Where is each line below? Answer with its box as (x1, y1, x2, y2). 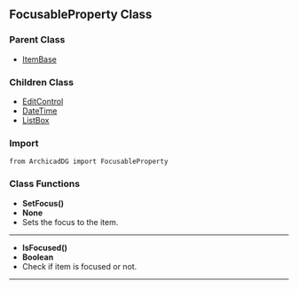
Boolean (21, 252, 54, 262)
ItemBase (21, 53, 58, 65)
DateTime (21, 105, 58, 116)
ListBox (21, 114, 50, 125)
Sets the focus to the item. (21, 216, 119, 227)
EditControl (21, 96, 64, 106)
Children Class (9, 75, 74, 88)
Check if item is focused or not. (21, 261, 137, 271)
